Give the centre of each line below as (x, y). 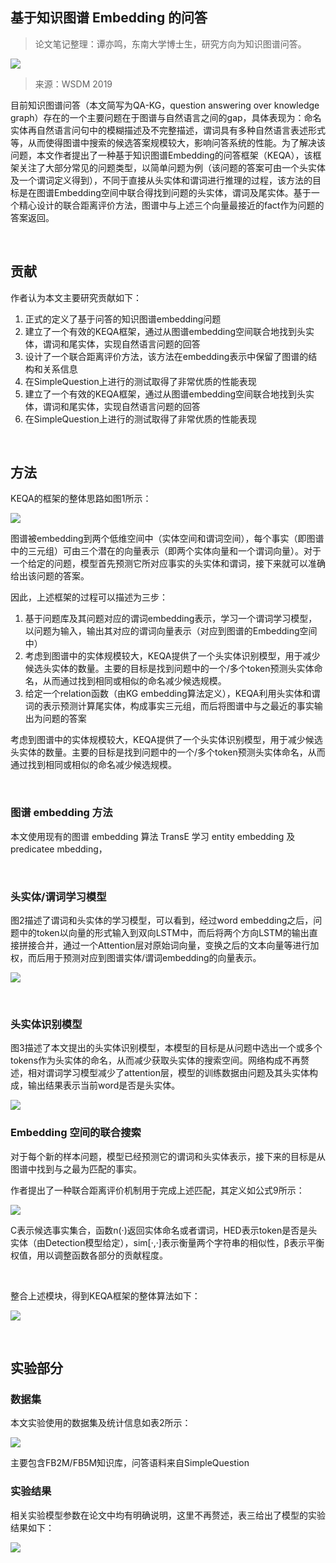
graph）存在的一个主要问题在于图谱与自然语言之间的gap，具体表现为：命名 (166, 117)
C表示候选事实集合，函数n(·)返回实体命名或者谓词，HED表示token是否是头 (164, 1230)
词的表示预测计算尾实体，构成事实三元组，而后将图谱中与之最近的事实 (169, 706)
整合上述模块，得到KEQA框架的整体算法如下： (105, 1295)
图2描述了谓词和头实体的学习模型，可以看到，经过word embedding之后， (162, 920)
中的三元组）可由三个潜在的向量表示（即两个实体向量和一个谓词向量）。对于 (166, 551)
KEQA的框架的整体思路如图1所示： (81, 499)
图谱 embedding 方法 (61, 813)
